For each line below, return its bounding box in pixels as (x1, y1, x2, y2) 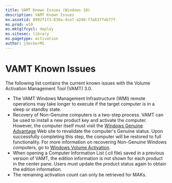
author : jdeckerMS (5, 41, 45, 46)
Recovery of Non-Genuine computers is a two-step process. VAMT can (12, 111, 164, 118)
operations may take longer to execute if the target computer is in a (12, 100, 155, 107)
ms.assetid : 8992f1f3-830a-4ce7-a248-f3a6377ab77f (5, 17, 116, 22)
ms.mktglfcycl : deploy (5, 27, 54, 32)
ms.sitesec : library (5, 31, 50, 36)
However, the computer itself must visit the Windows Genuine (12, 123, 143, 129)
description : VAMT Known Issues (5, 12, 74, 17)
